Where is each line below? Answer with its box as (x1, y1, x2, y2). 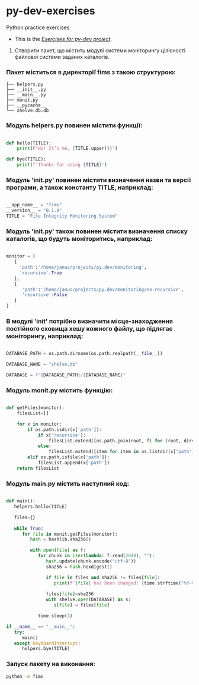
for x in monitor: (17, 421, 62, 427)
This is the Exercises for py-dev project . (14, 35, 113, 42)
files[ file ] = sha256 (46, 591, 94, 597)
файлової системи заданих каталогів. (14, 53, 110, 60)
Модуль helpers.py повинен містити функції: (6, 121, 143, 130)
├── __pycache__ (6, 102, 46, 108)
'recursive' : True (19, 269, 62, 276)
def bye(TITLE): (6, 156, 46, 162)
